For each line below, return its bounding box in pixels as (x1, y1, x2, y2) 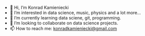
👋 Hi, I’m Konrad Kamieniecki (9, 5, 69, 10)
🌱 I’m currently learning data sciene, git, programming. (9, 15, 121, 20)
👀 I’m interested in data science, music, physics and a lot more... (9, 10, 141, 16)
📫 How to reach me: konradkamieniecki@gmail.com (9, 26, 117, 31)
